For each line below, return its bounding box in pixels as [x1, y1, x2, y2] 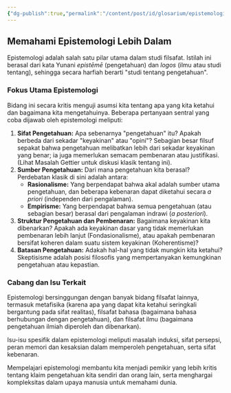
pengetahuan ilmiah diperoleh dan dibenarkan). [7, 322, 142, 330]
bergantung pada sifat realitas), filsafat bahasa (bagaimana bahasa [7, 308, 197, 316]
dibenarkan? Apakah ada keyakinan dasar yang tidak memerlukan [16, 224, 204, 232]
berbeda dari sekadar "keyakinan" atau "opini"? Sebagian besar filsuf [16, 136, 214, 144]
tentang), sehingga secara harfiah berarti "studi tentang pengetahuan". [7, 68, 208, 76]
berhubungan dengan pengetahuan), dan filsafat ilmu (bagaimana [7, 315, 194, 324]
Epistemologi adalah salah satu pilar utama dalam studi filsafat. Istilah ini [7, 54, 212, 62]
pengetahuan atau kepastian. [16, 260, 100, 269]
